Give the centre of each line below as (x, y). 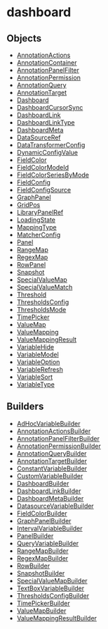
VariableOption (38, 362)
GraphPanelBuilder (44, 521)
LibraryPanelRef (40, 212)
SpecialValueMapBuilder (52, 580)
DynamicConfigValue (47, 152)
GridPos (28, 205)
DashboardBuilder (43, 483)
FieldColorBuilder (42, 513)
